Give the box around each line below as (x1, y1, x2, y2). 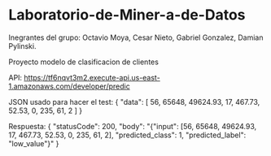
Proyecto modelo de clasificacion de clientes (8, 57, 159, 67)
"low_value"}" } (8, 138, 59, 148)
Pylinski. (8, 41, 37, 50)
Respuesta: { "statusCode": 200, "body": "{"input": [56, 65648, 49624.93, (8, 121, 257, 131)
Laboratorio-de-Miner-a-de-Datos (8, 6, 246, 24)
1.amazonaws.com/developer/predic (8, 81, 130, 91)
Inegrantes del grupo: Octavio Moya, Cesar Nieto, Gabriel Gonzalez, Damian (8, 32, 264, 42)
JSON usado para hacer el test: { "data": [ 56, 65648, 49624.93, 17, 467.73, (8, 97, 260, 106)
